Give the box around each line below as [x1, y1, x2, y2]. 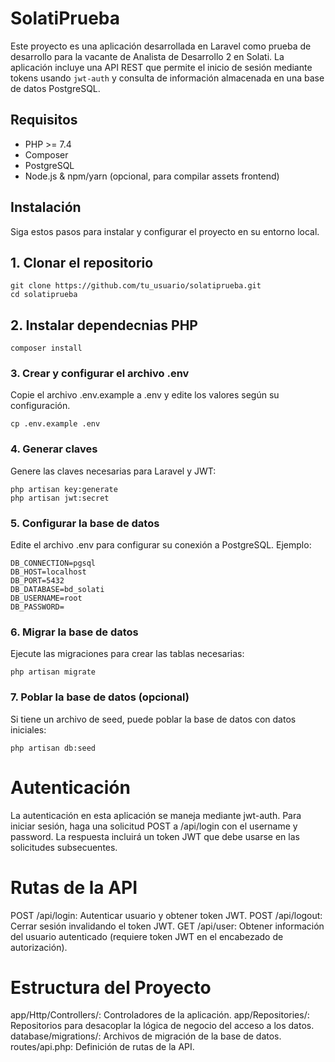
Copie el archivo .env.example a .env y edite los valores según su [10, 389, 280, 401]
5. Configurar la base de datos [10, 516, 160, 530]
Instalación [10, 199, 82, 216]
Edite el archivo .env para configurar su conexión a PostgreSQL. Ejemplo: [10, 539, 312, 551]
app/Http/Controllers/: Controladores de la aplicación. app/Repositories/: [10, 1009, 310, 1021]
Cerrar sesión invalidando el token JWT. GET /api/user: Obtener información [10, 920, 325, 932]
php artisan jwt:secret [10, 493, 110, 503]
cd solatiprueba [10, 290, 78, 300]
